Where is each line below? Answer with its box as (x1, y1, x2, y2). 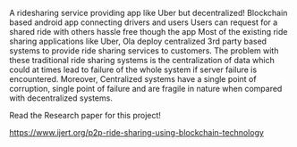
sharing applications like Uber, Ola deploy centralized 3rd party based (9, 36, 267, 46)
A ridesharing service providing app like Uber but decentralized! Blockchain (9, 8, 288, 18)
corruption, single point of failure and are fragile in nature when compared (9, 84, 283, 94)
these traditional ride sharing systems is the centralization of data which (9, 55, 276, 65)
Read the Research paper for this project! (9, 110, 161, 120)
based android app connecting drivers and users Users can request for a (9, 17, 278, 28)
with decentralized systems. (9, 93, 114, 103)
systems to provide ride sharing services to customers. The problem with (9, 45, 279, 56)
